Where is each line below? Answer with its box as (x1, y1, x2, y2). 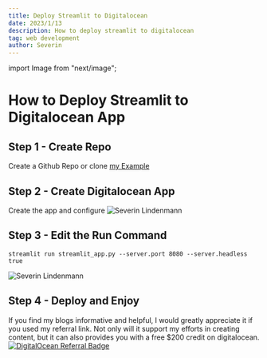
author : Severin (8, 42, 62, 50)
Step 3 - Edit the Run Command (8, 229, 167, 242)
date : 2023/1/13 (8, 19, 62, 27)
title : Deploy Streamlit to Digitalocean (8, 11, 148, 20)
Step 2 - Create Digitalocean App (8, 185, 175, 198)
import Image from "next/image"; (8, 63, 117, 73)
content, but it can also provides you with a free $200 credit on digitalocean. (8, 332, 260, 342)
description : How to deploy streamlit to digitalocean (8, 26, 194, 34)
